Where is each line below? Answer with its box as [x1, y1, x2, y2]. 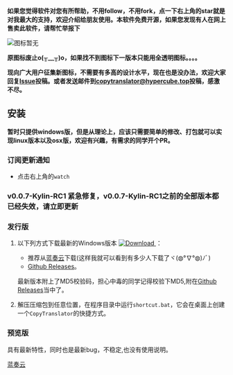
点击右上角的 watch [17, 173, 70, 181]
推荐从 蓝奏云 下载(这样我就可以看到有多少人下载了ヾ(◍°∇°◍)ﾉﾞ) [27, 254, 212, 262]
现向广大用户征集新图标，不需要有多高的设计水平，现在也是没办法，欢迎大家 [7, 69, 226, 76]
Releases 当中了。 [17, 286, 68, 294]
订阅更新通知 [7, 155, 51, 165]
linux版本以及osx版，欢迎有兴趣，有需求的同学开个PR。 [12, 136, 174, 144]
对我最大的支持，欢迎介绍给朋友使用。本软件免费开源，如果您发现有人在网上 [7, 15, 226, 24]
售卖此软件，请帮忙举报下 [7, 24, 80, 32]
